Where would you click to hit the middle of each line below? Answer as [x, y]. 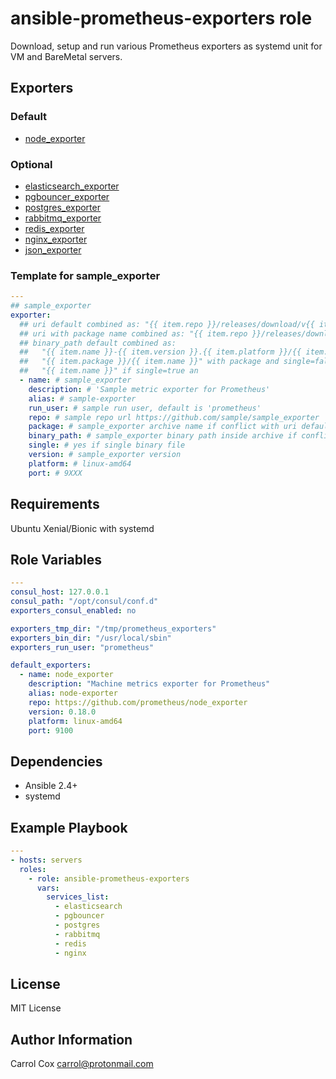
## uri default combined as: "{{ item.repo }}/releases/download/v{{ [167, 324]
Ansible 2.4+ [51, 786]
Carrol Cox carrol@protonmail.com [82, 1064]
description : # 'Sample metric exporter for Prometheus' [149, 389]
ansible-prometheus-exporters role [161, 18]
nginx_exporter [56, 239]
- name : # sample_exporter [75, 380]
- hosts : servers [46, 860]
